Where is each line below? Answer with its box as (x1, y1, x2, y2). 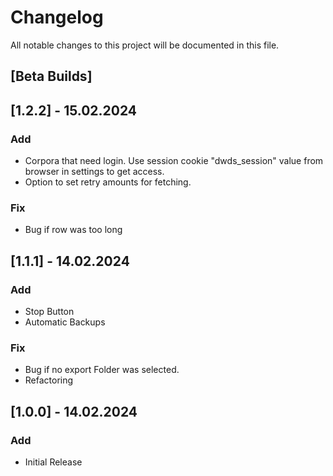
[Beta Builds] (10, 68, 93, 85)
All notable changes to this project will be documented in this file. (10, 39, 280, 51)
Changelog (10, 6, 104, 29)
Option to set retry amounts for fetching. (24, 176, 192, 188)
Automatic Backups (24, 316, 106, 328)
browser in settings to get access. (24, 166, 165, 178)
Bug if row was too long (24, 224, 123, 236)
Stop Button (24, 306, 75, 317)
